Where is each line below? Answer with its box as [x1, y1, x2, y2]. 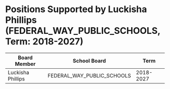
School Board [72, 57, 106, 64]
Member [15, 60, 36, 67]
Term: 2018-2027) [5, 36, 83, 48]
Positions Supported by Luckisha [5, 4, 147, 15]
